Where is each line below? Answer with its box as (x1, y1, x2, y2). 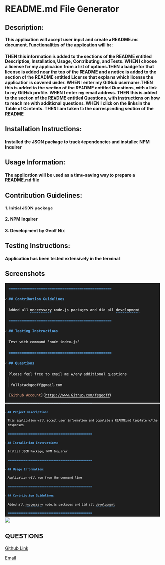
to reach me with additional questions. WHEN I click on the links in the (5, 100, 151, 106)
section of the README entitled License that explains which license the (5, 74, 154, 80)
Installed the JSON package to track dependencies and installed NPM (5, 139, 150, 145)
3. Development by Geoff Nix (5, 227, 65, 233)
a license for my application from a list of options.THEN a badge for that (5, 63, 154, 69)
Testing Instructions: (5, 242, 70, 250)
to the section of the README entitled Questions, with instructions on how (5, 95, 160, 101)
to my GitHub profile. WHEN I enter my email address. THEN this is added (5, 89, 157, 95)
